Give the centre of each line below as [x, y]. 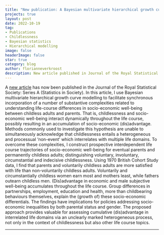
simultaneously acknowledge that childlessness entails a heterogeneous [78, 134]
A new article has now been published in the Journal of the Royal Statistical [81, 87]
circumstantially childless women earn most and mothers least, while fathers [82, 176]
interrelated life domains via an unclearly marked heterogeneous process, [79, 217]
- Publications [20, 32]
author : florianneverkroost [34, 69]
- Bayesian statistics [28, 42]
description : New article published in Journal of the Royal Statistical [82, 73]
